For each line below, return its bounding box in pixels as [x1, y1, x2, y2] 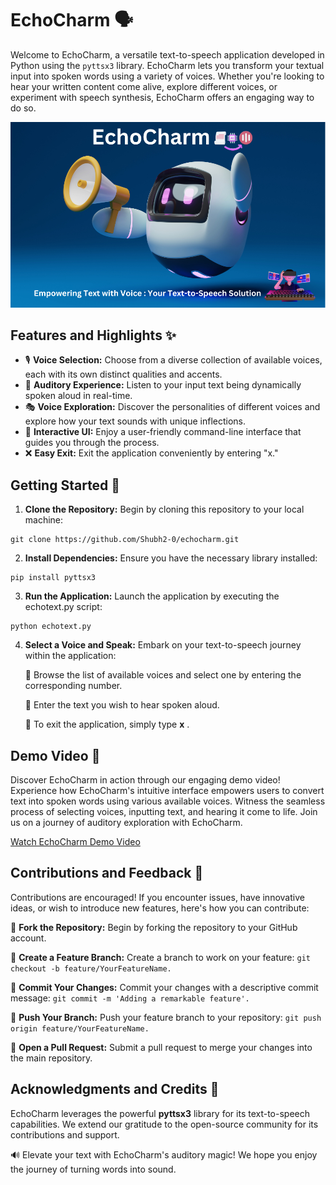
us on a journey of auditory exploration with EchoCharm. [10, 817, 243, 829]
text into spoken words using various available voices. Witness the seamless [10, 795, 326, 807]
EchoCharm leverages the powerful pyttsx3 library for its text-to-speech [10, 1107, 310, 1119]
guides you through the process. [24, 437, 160, 449]
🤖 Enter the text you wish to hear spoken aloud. [24, 699, 220, 711]
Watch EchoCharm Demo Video [10, 836, 141, 848]
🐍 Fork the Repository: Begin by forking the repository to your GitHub [10, 921, 298, 933]
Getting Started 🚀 [10, 477, 121, 494]
